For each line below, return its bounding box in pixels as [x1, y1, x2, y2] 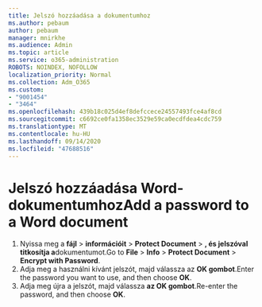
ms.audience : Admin [8, 41, 73, 49]
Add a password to [122, 196, 249, 214]
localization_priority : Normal [8, 71, 112, 79]
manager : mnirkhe [8, 33, 66, 42]
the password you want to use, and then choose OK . [19, 273, 192, 282]
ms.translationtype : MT [8, 122, 87, 130]
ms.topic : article [8, 49, 69, 56]
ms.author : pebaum [8, 19, 69, 27]
